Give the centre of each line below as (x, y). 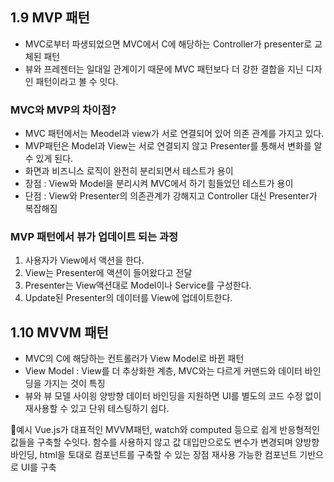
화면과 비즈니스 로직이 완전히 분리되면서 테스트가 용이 (129, 171)
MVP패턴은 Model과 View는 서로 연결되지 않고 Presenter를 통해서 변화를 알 (173, 146)
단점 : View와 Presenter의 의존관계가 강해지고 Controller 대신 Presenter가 (171, 196)
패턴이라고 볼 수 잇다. (77, 81)
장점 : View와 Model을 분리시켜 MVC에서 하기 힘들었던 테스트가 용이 (159, 184)
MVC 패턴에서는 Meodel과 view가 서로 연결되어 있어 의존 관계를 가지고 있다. (174, 134)
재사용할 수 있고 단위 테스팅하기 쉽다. (97, 409)
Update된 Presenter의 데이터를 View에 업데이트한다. (128, 298)
